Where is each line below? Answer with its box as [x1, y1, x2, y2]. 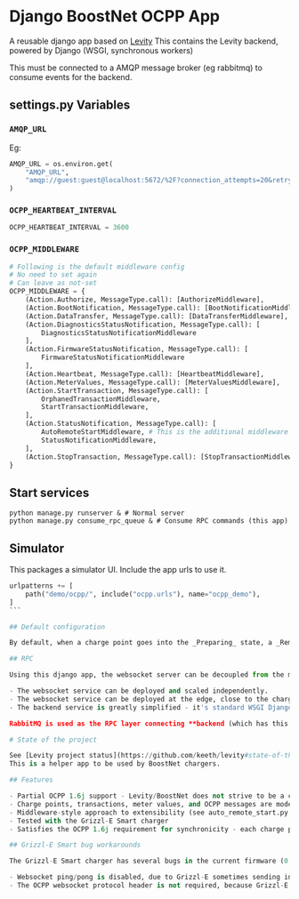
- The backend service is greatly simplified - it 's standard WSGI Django [9, 702, 293, 712]
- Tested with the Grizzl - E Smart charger [9, 816, 169, 825]
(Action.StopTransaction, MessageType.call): [25, 452, 198, 462]
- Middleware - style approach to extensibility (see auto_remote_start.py [9, 807, 289, 817]
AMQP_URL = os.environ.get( [9, 159, 114, 168]
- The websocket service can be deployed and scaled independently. [9, 686, 269, 695]
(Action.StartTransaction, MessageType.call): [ [25, 386, 209, 395]
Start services [9, 485, 90, 500]
